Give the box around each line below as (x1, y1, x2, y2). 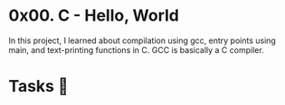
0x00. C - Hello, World (8, 5, 180, 26)
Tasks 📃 (8, 76, 69, 97)
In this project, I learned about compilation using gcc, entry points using (8, 35, 277, 46)
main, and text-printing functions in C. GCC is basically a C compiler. (8, 44, 264, 55)
